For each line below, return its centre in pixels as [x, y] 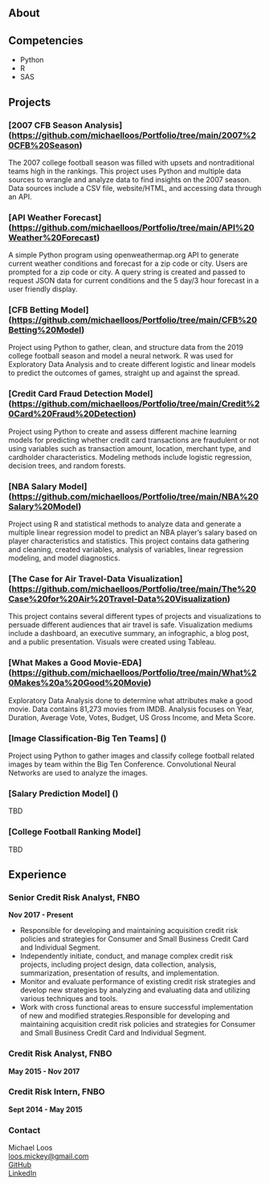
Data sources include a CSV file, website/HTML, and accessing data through [135, 188]
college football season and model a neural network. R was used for [121, 356]
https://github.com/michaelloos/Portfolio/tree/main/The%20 [134, 589]
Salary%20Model [43, 507]
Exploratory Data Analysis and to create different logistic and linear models [132, 364]
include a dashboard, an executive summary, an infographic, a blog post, [129, 633]
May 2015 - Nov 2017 [44, 1071]
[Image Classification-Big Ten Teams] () [88, 738]
